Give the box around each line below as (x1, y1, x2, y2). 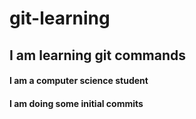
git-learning (9, 7, 111, 30)
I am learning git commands (9, 47, 187, 64)
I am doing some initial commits (9, 97, 144, 109)
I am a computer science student (9, 75, 149, 87)
